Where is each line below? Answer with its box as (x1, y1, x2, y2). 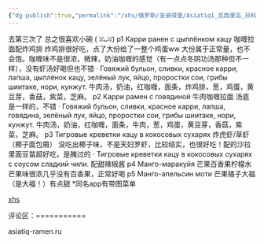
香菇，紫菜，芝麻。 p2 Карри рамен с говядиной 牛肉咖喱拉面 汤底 (28, 91, 250, 101)
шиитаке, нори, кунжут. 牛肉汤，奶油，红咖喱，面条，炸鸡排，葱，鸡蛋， (8, 82, 247, 91)
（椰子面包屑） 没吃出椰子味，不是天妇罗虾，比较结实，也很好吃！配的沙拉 (8, 139, 251, 149)
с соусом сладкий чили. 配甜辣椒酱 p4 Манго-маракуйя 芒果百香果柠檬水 (8, 159, 252, 168)
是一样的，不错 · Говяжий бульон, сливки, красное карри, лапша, (8, 102, 226, 111)
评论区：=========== (8, 210, 86, 220)
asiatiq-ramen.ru (8, 226, 62, 236)
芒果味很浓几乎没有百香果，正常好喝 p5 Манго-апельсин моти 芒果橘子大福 (8, 168, 255, 178)
